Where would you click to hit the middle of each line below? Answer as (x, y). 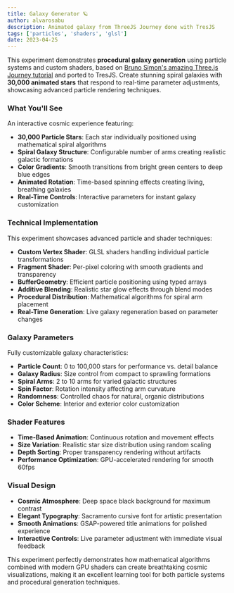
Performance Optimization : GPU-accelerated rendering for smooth (116, 460)
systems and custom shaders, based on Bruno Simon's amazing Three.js (113, 68)
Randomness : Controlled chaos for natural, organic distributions (111, 397)
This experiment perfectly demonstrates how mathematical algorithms (109, 559)
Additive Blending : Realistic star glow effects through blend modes (115, 289)
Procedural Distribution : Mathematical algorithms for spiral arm (110, 296)
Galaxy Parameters (40, 337)
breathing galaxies (44, 189)
